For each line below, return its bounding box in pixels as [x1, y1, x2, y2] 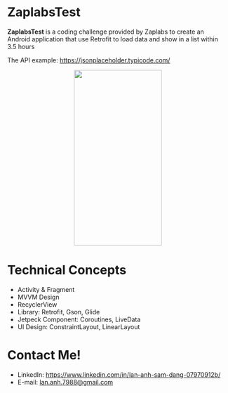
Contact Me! [7, 347, 81, 364]
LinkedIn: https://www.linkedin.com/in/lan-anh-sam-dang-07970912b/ [17, 370, 221, 379]
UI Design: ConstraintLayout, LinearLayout [17, 322, 140, 331]
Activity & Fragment [17, 285, 75, 293]
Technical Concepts [7, 262, 127, 278]
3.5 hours [7, 42, 35, 51]
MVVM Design [17, 293, 60, 301]
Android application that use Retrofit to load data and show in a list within [7, 34, 219, 43]
